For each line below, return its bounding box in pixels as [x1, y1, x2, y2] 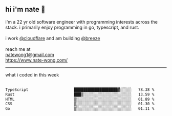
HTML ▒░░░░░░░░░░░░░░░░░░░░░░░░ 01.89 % [5, 96, 155, 102]
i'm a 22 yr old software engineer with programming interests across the [5, 18, 158, 25]
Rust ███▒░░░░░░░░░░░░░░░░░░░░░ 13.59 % [5, 92, 155, 97]
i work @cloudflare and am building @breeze [5, 35, 100, 41]
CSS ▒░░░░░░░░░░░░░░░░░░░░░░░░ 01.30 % [5, 101, 155, 107]
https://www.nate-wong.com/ [5, 57, 68, 63]
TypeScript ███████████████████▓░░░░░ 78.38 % [5, 87, 155, 92]
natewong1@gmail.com [5, 51, 55, 57]
